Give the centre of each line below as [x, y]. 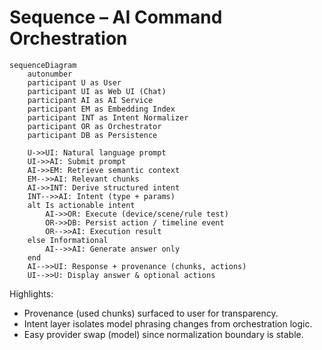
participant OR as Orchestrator [94, 126]
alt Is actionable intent [81, 205]
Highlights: [31, 293]
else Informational [68, 240]
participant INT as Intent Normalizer [108, 117]
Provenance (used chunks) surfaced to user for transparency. [151, 313]
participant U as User [74, 82]
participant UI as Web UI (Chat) [97, 91]
